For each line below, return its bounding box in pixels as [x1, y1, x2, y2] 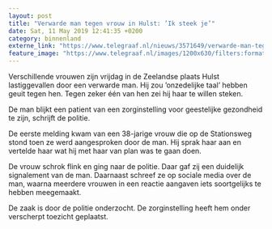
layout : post [8, 11, 53, 20]
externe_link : [8, 42, 57, 50]
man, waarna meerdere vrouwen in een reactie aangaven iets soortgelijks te [8, 179, 261, 189]
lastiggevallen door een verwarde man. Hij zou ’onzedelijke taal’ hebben [8, 80, 249, 90]
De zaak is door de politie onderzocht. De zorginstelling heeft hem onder [8, 203, 251, 213]
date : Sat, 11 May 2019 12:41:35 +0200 [8, 27, 143, 35]
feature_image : [8, 49, 60, 57]
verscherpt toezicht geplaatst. [8, 212, 109, 221]
